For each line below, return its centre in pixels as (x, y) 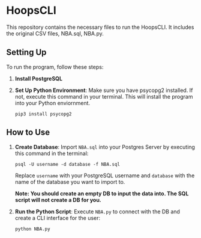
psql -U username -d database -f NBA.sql (67, 164)
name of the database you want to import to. (70, 182)
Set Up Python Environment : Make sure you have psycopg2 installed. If (104, 90)
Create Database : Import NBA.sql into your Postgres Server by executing (105, 147)
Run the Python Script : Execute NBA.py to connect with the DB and (97, 212)
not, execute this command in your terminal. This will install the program (104, 96)
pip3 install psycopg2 (43, 114)
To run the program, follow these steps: (55, 67)
